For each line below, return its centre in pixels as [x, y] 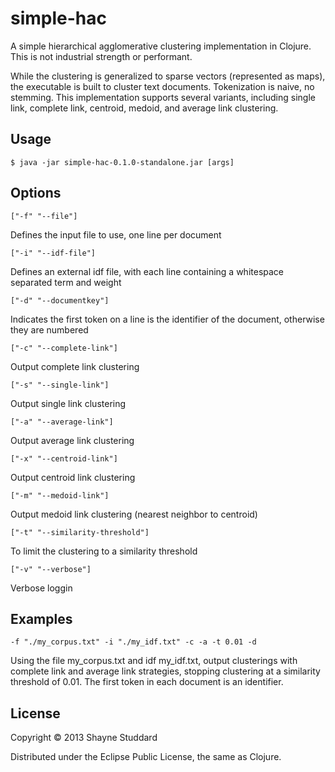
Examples [41, 618]
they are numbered [49, 329]
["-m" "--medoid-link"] [60, 495]
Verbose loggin [41, 588]
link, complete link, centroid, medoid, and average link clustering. [144, 108]
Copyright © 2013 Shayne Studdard [84, 738]
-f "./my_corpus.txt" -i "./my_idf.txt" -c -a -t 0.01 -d [133, 642]
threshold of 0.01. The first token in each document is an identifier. [147, 682]
